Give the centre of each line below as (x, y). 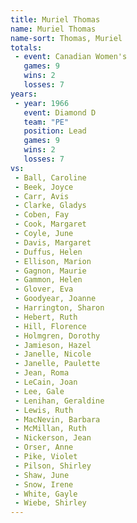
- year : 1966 (42, 103)
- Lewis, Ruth (44, 410)
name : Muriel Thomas (53, 29)
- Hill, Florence (50, 326)
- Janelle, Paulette (57, 364)
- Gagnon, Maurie (50, 271)
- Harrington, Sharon (59, 308)
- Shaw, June (42, 475)
